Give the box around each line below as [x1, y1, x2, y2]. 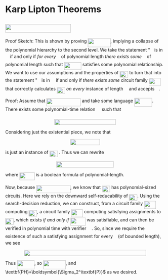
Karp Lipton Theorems [5, 4, 102, 15]
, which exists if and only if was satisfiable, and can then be [13, 217, 154, 223]
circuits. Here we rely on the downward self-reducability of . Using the [5, 193, 160, 199]
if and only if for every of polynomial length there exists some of [10, 53, 151, 59]
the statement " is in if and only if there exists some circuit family [5, 77, 148, 83]
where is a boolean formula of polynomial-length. [5, 172, 125, 178]
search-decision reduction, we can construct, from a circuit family [5, 200, 143, 206]
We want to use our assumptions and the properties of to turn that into [5, 70, 162, 76]
